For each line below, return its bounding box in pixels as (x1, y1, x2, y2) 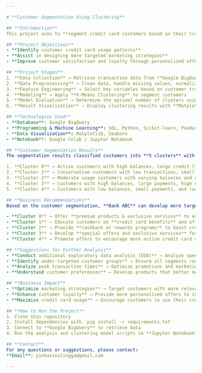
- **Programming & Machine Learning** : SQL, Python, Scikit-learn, (6, 125, 179, 131)
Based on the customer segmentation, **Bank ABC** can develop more (6, 203, 182, 209)
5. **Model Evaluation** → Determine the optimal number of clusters (6, 97, 185, 103)
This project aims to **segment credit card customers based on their (6, 31, 187, 37)
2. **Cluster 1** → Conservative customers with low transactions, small (6, 170, 195, 176)
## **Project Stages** (6, 69, 63, 75)
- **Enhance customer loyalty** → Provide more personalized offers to (6, 291, 189, 298)
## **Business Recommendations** (6, 197, 90, 203)
